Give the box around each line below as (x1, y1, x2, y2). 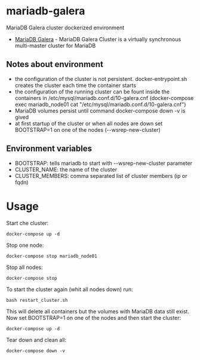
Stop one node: (6, 241, 44, 249)
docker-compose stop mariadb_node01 (6, 253, 97, 259)
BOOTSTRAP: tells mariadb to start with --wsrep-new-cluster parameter (14, 159, 193, 167)
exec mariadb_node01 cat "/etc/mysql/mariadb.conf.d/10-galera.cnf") (14, 101, 186, 108)
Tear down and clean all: (6, 336, 67, 343)
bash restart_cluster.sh (6, 297, 68, 303)
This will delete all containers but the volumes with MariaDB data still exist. (6, 307, 190, 315)
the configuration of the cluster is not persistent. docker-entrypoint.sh (14, 75, 187, 82)
